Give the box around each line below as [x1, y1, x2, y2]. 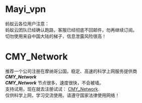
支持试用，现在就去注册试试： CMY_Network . [5, 86, 99, 92]
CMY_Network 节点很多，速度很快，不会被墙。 [5, 79, 104, 85]
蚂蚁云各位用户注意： [5, 20, 49, 26]
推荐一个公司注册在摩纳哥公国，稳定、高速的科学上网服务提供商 [5, 68, 137, 74]
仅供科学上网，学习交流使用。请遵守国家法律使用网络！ [5, 92, 119, 98]
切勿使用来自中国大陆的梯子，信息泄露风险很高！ [5, 33, 106, 39]
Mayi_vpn [5, 3, 46, 15]
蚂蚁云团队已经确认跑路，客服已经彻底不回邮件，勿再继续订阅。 [5, 26, 137, 33]
